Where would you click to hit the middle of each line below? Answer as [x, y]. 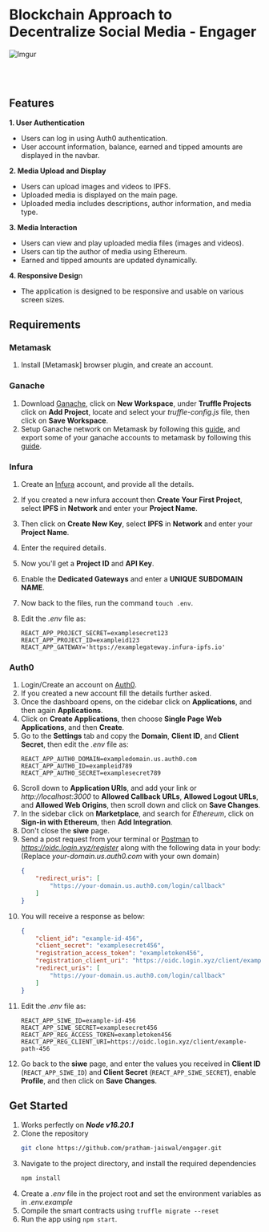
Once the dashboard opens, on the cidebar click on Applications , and [136, 702]
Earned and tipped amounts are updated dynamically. [109, 260]
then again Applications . [62, 711]
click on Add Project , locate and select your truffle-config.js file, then [135, 411]
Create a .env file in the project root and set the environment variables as [141, 1193]
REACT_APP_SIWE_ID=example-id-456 [78, 1020]
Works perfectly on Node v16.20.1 [77, 1125]
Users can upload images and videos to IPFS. [96, 186]
